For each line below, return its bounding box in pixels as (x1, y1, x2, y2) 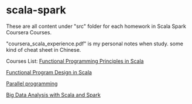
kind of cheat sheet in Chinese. (6, 46, 81, 53)
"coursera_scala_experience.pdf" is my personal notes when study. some (6, 40, 183, 47)
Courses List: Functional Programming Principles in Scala (6, 58, 144, 64)
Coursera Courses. (6, 28, 52, 35)
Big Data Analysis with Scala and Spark (6, 91, 101, 98)
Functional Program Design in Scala (6, 69, 92, 76)
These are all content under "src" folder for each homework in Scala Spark (6, 23, 186, 30)
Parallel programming (6, 80, 58, 87)
